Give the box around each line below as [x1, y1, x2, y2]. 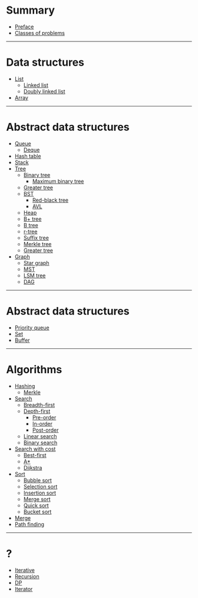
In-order [32, 420, 53, 427]
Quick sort [23, 502, 49, 509]
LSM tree [23, 271, 46, 279]
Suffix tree [23, 234, 49, 241]
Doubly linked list [23, 88, 66, 95]
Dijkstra [23, 464, 42, 471]
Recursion [14, 573, 39, 580]
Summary [6, 4, 55, 17]
